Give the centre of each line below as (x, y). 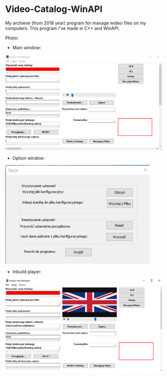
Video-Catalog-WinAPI (54, 9)
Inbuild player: (27, 271)
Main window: (27, 47)
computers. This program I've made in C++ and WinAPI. (62, 28)
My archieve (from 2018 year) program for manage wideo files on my (76, 23)
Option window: (28, 158)
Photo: (12, 38)
